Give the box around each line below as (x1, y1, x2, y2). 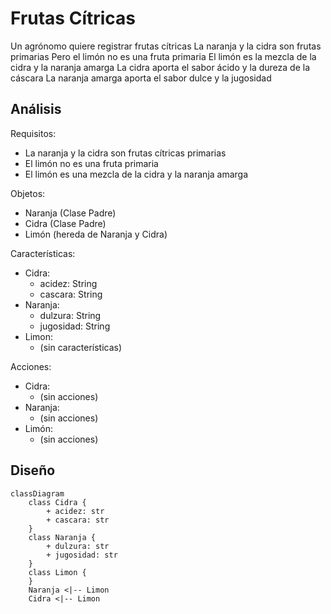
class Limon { (28, 567, 87, 577)
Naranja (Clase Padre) (24, 207, 117, 219)
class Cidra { (28, 497, 87, 507)
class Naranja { (28, 532, 97, 542)
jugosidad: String (39, 320, 111, 332)
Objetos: (10, 187, 46, 199)
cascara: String (39, 288, 103, 300)
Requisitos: (10, 127, 57, 139)
